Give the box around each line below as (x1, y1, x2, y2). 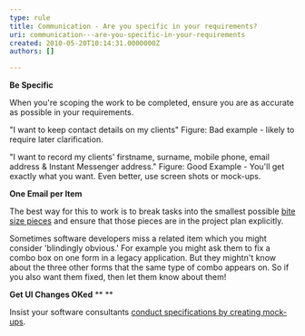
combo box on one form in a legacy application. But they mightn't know (9, 253, 277, 264)
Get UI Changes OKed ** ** (9, 289, 113, 300)
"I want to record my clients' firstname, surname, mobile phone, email (9, 151, 271, 163)
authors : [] (9, 47, 54, 56)
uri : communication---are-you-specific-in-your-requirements (9, 30, 246, 39)
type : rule (9, 13, 51, 23)
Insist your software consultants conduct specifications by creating (9, 307, 261, 318)
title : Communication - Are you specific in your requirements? (9, 22, 258, 31)
